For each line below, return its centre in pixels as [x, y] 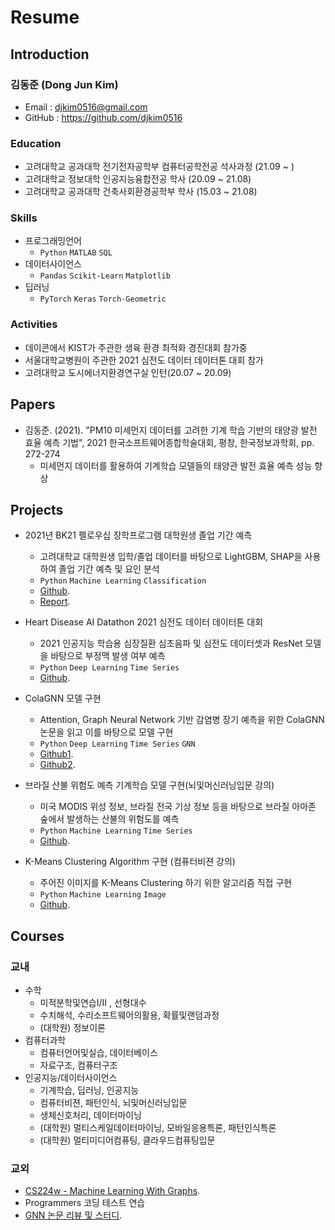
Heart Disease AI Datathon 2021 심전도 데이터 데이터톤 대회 [144, 622]
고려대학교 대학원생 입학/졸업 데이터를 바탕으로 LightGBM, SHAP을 [171, 557]
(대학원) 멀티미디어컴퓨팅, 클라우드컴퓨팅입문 [127, 1140]
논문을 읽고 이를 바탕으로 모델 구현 [106, 732]
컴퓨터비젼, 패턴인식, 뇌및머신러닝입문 [113, 1103]
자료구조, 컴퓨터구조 [78, 1065]
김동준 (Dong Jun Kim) [64, 84]
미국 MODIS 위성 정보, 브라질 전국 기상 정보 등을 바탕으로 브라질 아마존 [178, 807]
